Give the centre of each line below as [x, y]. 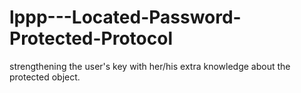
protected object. [45, 77]
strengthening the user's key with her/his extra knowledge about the [150, 66]
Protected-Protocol [91, 38]
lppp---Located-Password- [125, 17]
